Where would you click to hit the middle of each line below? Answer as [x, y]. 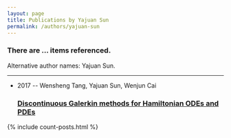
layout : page [26, 13]
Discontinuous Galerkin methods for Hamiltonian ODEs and [118, 103]
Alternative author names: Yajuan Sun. [61, 66]
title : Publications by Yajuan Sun [58, 20]
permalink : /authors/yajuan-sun [53, 26]
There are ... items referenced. [59, 50]
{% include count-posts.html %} [53, 127]
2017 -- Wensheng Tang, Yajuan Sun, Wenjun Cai [87, 85]
